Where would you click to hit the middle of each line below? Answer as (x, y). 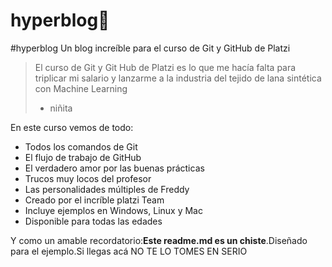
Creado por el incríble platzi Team (94, 200)
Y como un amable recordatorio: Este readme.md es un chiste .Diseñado (159, 240)
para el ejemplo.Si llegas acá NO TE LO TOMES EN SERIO (129, 251)
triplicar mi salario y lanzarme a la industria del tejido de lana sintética (178, 78)
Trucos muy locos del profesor (88, 178)
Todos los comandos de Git (81, 146)
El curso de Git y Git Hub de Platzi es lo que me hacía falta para (165, 67)
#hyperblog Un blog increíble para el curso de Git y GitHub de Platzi (150, 48)
